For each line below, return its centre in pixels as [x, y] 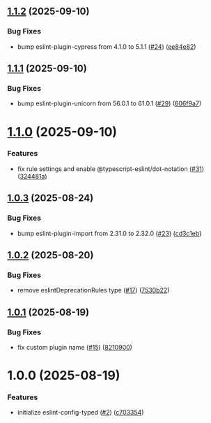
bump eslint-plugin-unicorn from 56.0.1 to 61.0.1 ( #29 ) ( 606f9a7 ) [109, 103]
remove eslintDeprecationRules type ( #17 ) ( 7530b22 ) [93, 290]
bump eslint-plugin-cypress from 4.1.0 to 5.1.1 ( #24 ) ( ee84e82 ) [107, 46]
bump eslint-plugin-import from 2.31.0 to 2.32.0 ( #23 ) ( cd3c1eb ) [109, 233]
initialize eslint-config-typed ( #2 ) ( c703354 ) [80, 413]
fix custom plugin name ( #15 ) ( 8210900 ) [75, 347]
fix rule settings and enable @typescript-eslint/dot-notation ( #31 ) [110, 169]
